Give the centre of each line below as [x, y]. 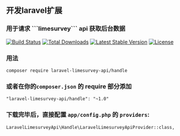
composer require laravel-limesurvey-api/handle [67, 70]
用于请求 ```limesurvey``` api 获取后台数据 [66, 29]
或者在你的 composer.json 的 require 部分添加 [69, 86]
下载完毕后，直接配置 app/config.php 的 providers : [78, 115]
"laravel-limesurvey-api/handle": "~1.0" [58, 99]
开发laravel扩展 [34, 11]
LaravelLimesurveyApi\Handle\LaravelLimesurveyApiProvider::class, [91, 127]
